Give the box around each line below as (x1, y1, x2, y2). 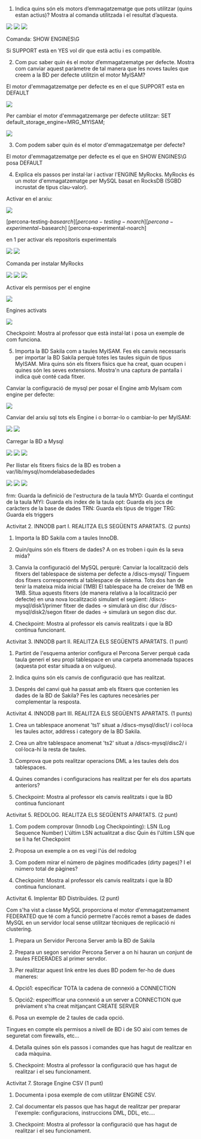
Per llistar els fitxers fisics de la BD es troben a (6, 462, 121, 469)
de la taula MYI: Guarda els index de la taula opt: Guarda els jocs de (6, 498, 173, 505)
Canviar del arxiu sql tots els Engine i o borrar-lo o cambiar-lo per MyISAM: (6, 414, 191, 421)
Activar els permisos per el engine (6, 284, 91, 291)
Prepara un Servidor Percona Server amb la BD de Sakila (14, 937, 156, 944)
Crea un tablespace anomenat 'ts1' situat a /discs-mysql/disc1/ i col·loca (14, 722, 193, 728)
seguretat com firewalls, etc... (6, 1032, 80, 1039)
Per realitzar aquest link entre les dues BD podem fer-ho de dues (14, 967, 175, 974)
